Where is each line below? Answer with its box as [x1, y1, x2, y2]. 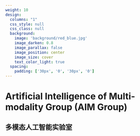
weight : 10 [5, 7, 29, 13]
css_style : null [10, 21, 44, 27]
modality [5, 101, 44, 113]
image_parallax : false [14, 45, 63, 50]
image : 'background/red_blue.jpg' [14, 36, 88, 41]
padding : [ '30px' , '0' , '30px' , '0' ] [14, 69, 95, 74]
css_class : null [10, 26, 44, 31]
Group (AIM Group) [45, 101, 128, 113]
